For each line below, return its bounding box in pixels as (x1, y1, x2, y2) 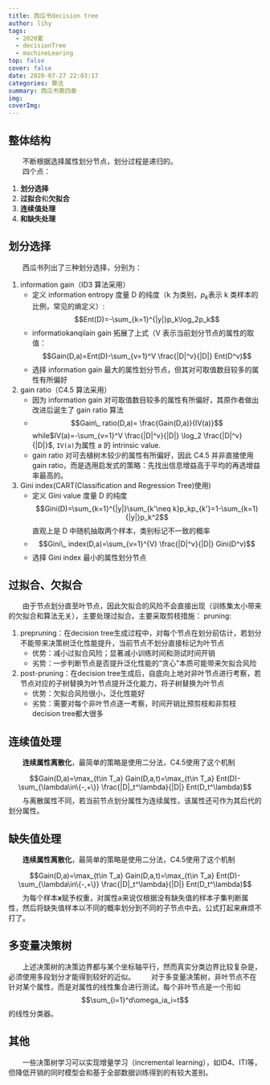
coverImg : (8, 101, 42, 110)
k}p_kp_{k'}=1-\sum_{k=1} (172, 503, 259, 513)
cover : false (8, 64, 52, 72)
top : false (8, 57, 45, 65)
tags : (8, 27, 27, 35)
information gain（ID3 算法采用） (19, 280, 130, 289)
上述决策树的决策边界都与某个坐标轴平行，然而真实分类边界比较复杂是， (22, 962, 262, 971)
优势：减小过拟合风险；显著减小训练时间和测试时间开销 (31, 648, 215, 658)
